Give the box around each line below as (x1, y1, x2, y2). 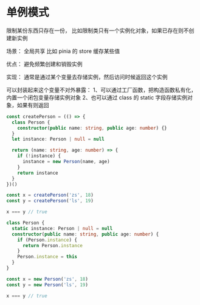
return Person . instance (22, 242, 83, 248)
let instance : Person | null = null (12, 136, 105, 142)
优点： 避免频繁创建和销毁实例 (6, 60, 83, 68)
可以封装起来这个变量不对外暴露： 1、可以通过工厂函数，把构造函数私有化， (6, 86, 196, 93)
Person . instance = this (17, 254, 78, 260)
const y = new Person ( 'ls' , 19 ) (6, 281, 88, 288)
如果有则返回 (16, 101, 49, 108)
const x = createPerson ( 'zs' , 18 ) (6, 192, 94, 198)
